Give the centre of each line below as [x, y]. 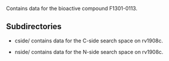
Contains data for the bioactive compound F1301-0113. [72, 8]
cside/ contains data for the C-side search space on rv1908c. [89, 41]
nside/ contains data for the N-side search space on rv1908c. [89, 52]
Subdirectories [34, 26]
